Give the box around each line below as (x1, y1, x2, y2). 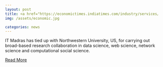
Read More (5, 57, 27, 63)
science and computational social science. (5, 48, 90, 54)
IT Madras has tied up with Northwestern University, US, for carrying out (5, 38, 150, 44)
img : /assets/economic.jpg (5, 16, 60, 21)
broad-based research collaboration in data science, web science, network (5, 43, 155, 48)
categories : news (5, 24, 40, 29)
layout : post (5, 7, 32, 12)
